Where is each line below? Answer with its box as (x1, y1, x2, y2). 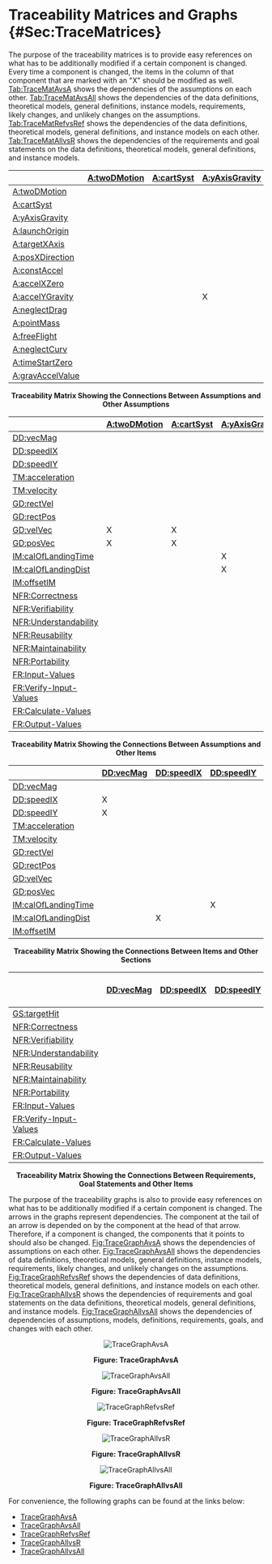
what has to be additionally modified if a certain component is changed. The (8, 1203, 263, 1213)
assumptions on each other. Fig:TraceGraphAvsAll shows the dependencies (8, 1246, 261, 1256)
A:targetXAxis (12, 238, 65, 249)
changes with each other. (8, 1324, 93, 1333)
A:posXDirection (12, 251, 74, 262)
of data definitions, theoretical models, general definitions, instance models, (8, 1255, 262, 1264)
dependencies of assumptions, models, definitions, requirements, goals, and (8, 1315, 264, 1324)
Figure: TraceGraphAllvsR (91, 1449, 181, 1459)
